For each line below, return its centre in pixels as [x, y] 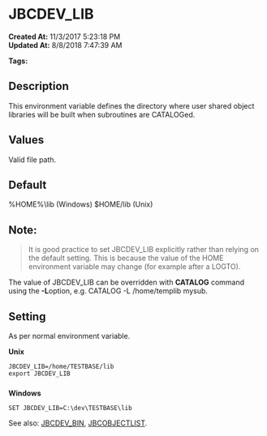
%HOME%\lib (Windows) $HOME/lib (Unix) [81, 204]
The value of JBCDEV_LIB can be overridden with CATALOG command [127, 282]
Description [39, 86]
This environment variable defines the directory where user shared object [131, 105]
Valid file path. [32, 160]
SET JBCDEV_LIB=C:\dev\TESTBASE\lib [70, 408]
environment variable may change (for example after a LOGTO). [134, 267]
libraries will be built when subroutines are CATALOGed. [102, 114]
